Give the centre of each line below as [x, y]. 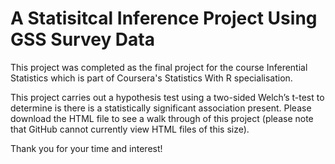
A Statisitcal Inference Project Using [164, 18]
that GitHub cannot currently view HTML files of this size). [130, 129]
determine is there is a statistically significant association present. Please [161, 108]
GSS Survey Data [82, 39]
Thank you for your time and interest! [86, 148]
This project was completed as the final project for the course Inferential [159, 67]
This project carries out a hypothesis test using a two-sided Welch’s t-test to [167, 97]
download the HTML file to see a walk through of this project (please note [162, 118]
